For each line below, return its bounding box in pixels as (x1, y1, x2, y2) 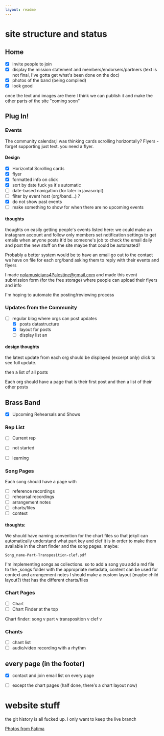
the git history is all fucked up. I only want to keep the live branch (5, 716, 137, 722)
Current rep (12, 435, 36, 441)
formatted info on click (12, 177, 58, 182)
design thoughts (5, 344, 40, 350)
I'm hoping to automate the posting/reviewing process (5, 292, 114, 298)
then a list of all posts (5, 369, 48, 375)
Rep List (5, 424, 25, 431)
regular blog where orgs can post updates (12, 315, 97, 321)
